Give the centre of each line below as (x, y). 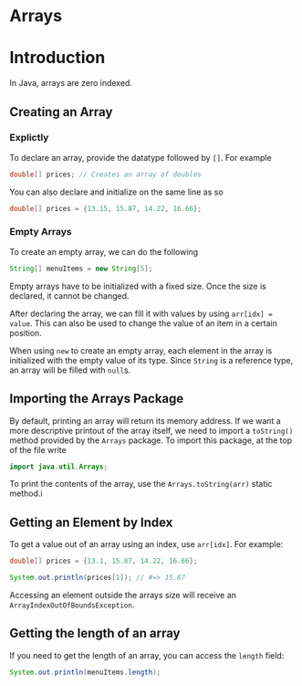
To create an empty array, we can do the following (104, 251)
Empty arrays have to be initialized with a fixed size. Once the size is (138, 286)
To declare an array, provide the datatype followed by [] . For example (141, 157)
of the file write (38, 449)
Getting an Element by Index (91, 522)
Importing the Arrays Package (97, 399)
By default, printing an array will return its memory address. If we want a (145, 420)
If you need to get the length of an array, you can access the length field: (147, 655)
